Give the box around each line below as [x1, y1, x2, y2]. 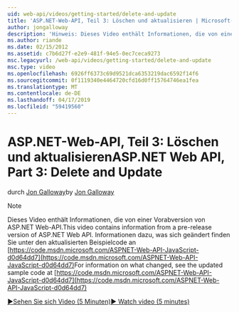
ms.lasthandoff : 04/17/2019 [7, 97, 91, 104]
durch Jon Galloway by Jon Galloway [7, 187, 115, 196]
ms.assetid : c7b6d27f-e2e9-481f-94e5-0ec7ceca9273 [7, 51, 161, 58]
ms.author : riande [7, 37, 62, 44]
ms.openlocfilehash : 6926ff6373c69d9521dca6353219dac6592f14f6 [7, 70, 199, 77]
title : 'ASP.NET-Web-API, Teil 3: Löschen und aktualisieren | [7, 17, 199, 24]
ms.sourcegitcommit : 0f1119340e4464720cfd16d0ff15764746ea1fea [7, 76, 199, 84]
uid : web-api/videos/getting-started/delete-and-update [7, 10, 176, 18]
